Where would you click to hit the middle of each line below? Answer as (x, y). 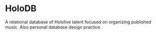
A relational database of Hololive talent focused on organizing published (78, 22)
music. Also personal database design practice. (53, 27)
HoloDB (21, 9)
